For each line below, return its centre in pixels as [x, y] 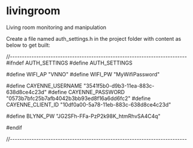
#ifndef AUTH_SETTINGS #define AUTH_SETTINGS [69, 63]
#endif [14, 127]
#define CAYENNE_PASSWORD [86, 92]
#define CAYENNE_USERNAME [44, 86]
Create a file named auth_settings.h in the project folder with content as [94, 38]
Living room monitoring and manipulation [56, 27]
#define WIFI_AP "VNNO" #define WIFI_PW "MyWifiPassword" [83, 74]
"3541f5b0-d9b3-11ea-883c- [119, 86]
